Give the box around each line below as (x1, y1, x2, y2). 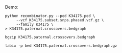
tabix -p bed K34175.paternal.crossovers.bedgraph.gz (5, 43, 118, 48)
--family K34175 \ (16, 22, 54, 27)
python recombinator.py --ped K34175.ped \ (5, 14, 96, 18)
